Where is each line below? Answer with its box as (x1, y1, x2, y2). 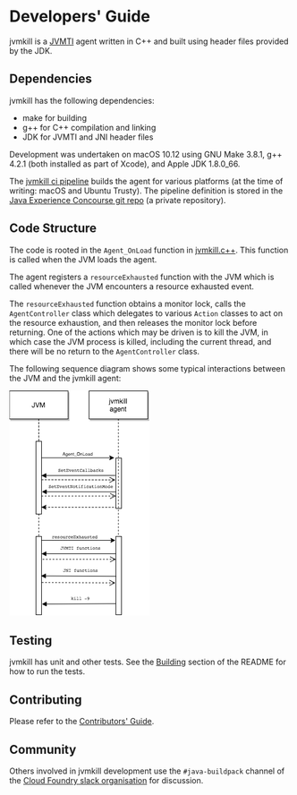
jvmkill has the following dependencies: (9, 95, 155, 106)
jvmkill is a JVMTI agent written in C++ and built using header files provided (9, 36, 289, 47)
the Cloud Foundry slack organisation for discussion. (9, 775, 204, 785)
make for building (21, 112, 88, 123)
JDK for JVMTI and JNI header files (21, 132, 154, 142)
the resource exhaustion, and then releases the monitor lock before (9, 317, 258, 328)
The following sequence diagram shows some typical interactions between (9, 363, 286, 373)
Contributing (9, 692, 82, 707)
